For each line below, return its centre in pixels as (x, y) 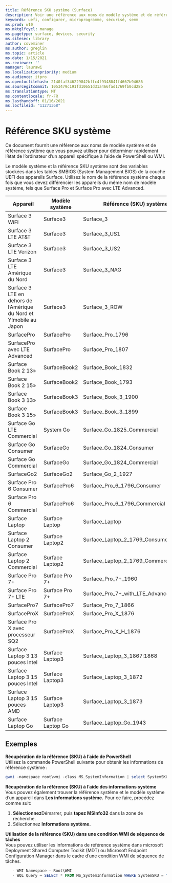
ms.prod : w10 (19, 24)
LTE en (16, 295)
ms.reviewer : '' (23, 63)
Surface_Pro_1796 (106, 335)
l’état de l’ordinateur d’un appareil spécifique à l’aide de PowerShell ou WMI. (85, 156)
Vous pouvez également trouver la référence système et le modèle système (85, 792)
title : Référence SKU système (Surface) (49, 10)
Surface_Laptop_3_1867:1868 (120, 656)
